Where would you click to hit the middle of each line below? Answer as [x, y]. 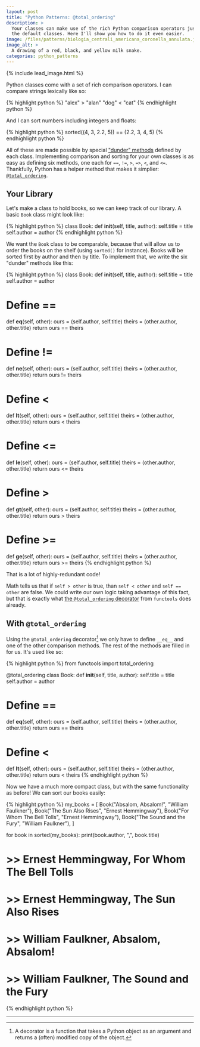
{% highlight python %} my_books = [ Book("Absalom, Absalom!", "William [97, 804]
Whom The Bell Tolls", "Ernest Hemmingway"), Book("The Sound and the [96, 817]
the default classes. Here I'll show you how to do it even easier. [98, 34]
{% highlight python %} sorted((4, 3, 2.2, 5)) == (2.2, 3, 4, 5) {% [85, 132]
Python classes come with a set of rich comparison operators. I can [89, 85]
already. [16, 605]
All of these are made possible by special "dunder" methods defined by [94, 150]
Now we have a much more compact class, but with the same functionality [98, 787]
